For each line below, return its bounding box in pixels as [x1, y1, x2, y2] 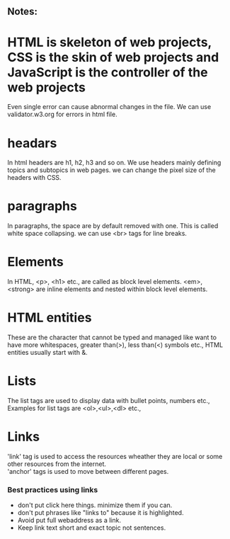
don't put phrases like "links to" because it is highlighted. [17, 509, 184, 517]
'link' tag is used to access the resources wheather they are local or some [7, 452, 223, 460]
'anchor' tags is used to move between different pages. [7, 467, 169, 475]
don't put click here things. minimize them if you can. [17, 501, 173, 509]
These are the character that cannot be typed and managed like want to [7, 333, 217, 342]
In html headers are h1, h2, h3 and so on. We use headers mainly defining [7, 159, 222, 167]
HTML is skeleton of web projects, [7, 34, 212, 50]
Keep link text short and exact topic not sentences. [17, 523, 166, 532]
